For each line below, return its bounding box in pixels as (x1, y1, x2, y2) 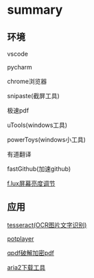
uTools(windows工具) (7, 121, 67, 129)
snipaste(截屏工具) (7, 92, 60, 100)
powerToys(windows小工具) (7, 136, 86, 143)
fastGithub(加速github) (7, 165, 71, 173)
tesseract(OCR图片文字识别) (7, 220, 87, 229)
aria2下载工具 (7, 263, 46, 271)
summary (7, 2, 63, 18)
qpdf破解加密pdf (7, 248, 55, 257)
